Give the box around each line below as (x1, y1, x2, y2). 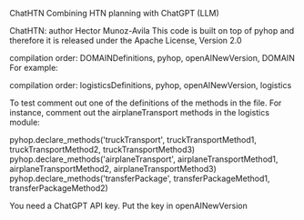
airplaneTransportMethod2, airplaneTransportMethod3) (9, 164, 217, 174)
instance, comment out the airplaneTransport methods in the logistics (9, 107, 270, 117)
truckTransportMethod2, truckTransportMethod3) (9, 145, 196, 155)
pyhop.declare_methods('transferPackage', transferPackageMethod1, (9, 173, 270, 184)
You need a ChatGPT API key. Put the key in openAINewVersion (9, 200, 248, 211)
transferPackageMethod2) (9, 183, 109, 194)
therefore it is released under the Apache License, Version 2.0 (9, 35, 243, 45)
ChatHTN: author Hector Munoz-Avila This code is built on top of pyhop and (9, 25, 295, 35)
